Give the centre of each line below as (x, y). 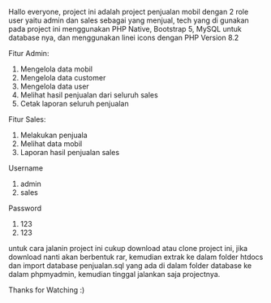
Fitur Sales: (27, 119)
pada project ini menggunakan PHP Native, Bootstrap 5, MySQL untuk (125, 29)
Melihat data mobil (51, 144)
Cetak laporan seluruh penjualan (74, 104)
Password (25, 208)
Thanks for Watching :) (47, 290)
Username (26, 168)
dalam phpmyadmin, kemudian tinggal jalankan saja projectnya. (114, 274)
